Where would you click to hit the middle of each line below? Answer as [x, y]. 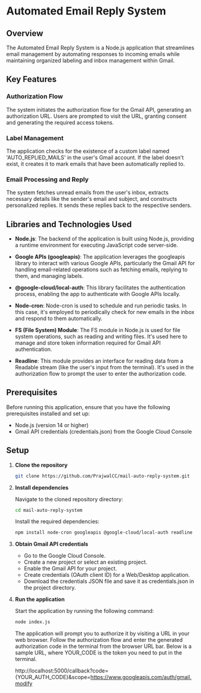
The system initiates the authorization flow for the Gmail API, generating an [99, 109]
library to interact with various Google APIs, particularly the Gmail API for [105, 263]
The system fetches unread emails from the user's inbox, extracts [88, 192]
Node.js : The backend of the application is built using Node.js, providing [104, 239]
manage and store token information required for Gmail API [88, 343]
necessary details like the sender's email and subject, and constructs [92, 199]
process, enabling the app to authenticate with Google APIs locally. [98, 294]
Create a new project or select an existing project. [85, 562]
